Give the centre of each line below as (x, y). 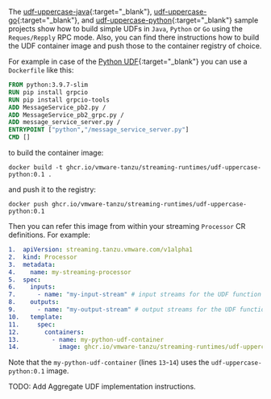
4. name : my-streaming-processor (70, 272)
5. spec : (25, 280)
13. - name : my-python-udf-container (86, 339)
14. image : (45, 347)
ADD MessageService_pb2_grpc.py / (67, 115)
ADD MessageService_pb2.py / (57, 107)
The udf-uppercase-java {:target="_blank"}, (80, 12)
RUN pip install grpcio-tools (59, 100)
